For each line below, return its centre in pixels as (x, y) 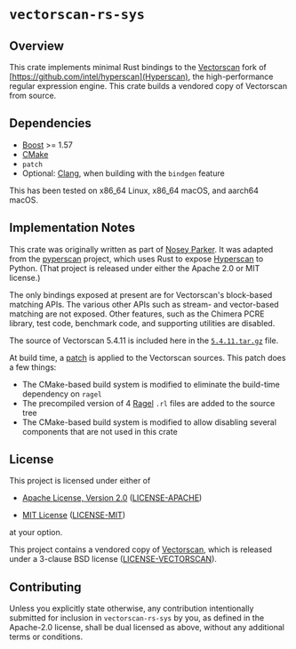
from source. (33, 96)
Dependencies (50, 123)
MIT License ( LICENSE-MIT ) (74, 515)
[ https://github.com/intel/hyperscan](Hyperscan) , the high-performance (141, 76)
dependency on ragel (62, 394)
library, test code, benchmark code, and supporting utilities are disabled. (142, 323)
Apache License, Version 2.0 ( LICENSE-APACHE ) (112, 498)
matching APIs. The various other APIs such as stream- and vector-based (144, 304)
